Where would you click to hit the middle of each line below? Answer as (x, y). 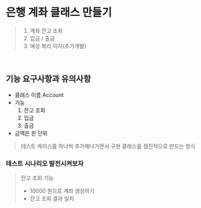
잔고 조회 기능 (37, 178)
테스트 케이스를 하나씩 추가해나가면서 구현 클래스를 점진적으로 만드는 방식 (108, 146)
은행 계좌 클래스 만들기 (59, 13)
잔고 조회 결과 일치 (52, 199)
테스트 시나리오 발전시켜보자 (45, 163)
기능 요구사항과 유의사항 (48, 79)
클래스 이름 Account (39, 95)
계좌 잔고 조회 (46, 31)
